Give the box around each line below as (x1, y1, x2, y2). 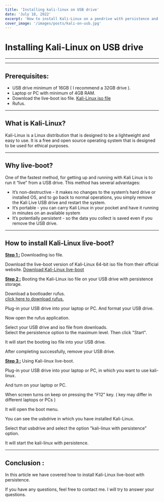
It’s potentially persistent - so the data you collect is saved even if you (12, 215, 153, 221)
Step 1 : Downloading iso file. (5, 252, 63, 258)
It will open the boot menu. (5, 407, 59, 412)
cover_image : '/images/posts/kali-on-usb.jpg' (5, 21, 102, 26)
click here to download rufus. (5, 296, 64, 302)
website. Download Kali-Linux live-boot (5, 267, 84, 273)
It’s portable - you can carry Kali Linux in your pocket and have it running (12, 205, 159, 210)
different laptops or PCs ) (5, 397, 56, 403)
